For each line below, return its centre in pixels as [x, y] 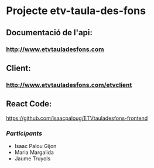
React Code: [29, 104]
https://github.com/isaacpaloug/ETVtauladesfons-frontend [77, 118]
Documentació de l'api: [49, 33]
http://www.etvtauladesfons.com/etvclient [69, 85]
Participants [24, 133]
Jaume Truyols [32, 158]
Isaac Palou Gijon [35, 146]
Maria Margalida [34, 152]
